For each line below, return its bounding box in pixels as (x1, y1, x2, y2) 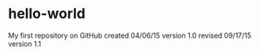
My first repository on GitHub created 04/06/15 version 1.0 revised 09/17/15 (8, 31, 252, 40)
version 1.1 (8, 38, 42, 48)
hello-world (8, 5, 86, 23)
